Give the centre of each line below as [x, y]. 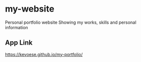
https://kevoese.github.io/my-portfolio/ [44, 54]
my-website [30, 9]
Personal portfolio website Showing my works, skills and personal [71, 22]
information [17, 27]
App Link [19, 43]
